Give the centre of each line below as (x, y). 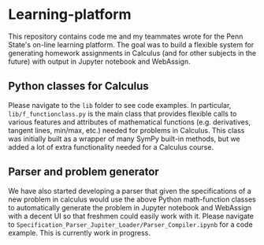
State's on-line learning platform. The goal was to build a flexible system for (131, 44)
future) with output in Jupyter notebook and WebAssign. (99, 61)
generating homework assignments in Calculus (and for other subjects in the (132, 53)
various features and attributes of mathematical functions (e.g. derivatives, (129, 122)
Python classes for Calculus (79, 86)
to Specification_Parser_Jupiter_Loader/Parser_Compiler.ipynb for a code (131, 224)
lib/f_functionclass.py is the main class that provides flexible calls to (123, 113)
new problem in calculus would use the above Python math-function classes (132, 199)
